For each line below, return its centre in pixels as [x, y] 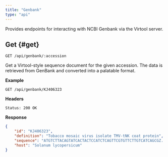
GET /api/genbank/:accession [36, 56]
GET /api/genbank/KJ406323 [34, 90]
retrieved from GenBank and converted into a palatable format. [70, 71]
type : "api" [18, 15]
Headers [14, 99]
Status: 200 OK [21, 108]
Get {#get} [22, 44]
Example [15, 80]
